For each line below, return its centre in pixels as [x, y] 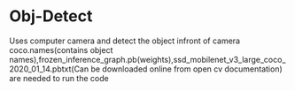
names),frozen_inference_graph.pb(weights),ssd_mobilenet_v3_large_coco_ [147, 59]
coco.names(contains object [61, 49]
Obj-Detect [51, 16]
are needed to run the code [59, 78]
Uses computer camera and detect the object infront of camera [125, 41]
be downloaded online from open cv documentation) [187, 69]
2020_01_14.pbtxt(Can [49, 69]
